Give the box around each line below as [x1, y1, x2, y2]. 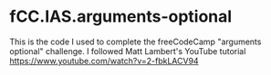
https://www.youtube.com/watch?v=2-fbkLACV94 [9, 55, 199, 66]
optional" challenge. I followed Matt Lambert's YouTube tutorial [9, 45, 246, 56]
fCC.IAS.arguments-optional [9, 6, 233, 27]
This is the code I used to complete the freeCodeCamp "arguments [9, 36, 262, 47]
